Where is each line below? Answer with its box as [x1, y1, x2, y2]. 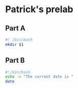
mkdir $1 [5, 42, 24, 47]
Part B [5, 56, 25, 65]
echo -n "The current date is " [5, 74, 73, 79]
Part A [5, 24, 25, 33]
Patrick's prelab [5, 4, 73, 15]
